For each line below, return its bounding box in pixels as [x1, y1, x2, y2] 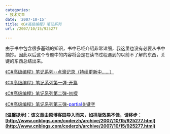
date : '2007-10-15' [5, 17, 47, 22]
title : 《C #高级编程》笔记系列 [5, 21, 62, 27]
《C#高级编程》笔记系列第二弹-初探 [5, 90, 78, 96]
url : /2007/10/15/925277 [5, 26, 58, 31]
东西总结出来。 [14, 58, 46, 64]
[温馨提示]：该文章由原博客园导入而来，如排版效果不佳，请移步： [5, 112, 142, 118]
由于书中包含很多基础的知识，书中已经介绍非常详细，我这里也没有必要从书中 [5, 45, 165, 51]
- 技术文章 [5, 12, 25, 17]
